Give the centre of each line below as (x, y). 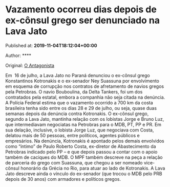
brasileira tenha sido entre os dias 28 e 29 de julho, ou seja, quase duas (81, 108)
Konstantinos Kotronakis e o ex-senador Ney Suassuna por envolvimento (82, 81)
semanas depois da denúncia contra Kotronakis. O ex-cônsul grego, (77, 114)
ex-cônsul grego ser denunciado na (83, 20)
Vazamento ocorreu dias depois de (81, 10)
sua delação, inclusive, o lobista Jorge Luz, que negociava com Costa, (80, 130)
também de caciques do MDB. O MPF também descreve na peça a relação (84, 157)
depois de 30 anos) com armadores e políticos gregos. (63, 179)
